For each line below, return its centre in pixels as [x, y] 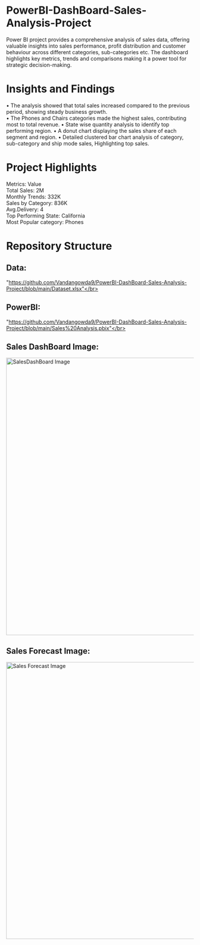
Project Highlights [51, 168]
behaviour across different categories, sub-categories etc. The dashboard [97, 52]
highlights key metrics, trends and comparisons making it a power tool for [96, 58]
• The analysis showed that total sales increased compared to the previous [98, 105]
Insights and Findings [60, 89]
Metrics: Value [24, 184]
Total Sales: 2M [25, 190]
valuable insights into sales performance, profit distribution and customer [96, 46]
